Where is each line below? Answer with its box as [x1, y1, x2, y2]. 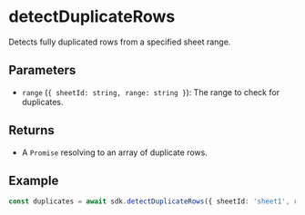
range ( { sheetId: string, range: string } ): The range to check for [21, 86, 280, 97]
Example [8, 172, 59, 188]
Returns [8, 122, 56, 138]
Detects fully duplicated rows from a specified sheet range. [8, 36, 231, 47]
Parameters [8, 63, 76, 78]
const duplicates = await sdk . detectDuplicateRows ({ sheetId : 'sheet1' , [8, 197, 290, 206]
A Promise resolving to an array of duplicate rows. [21, 147, 208, 158]
